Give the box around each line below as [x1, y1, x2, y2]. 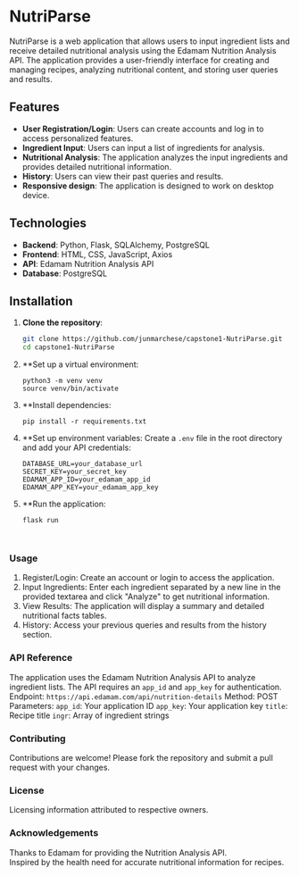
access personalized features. [21, 132, 134, 144]
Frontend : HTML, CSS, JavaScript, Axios [21, 248, 173, 260]
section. [21, 630, 53, 640]
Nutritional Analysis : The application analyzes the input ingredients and [21, 152, 288, 163]
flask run [21, 516, 60, 525]
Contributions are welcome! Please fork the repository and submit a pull [9, 753, 274, 763]
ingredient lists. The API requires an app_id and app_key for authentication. [9, 681, 283, 692]
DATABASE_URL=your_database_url [21, 460, 143, 469]
